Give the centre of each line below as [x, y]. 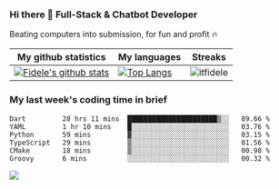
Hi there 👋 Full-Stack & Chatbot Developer [104, 15]
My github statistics [61, 57]
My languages [149, 57]
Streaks [209, 57]
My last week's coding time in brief [89, 100]
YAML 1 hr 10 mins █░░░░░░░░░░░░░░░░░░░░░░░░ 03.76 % [140, 126]
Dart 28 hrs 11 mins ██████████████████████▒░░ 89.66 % [140, 119]
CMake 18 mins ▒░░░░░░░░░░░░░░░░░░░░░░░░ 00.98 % [140, 150]
